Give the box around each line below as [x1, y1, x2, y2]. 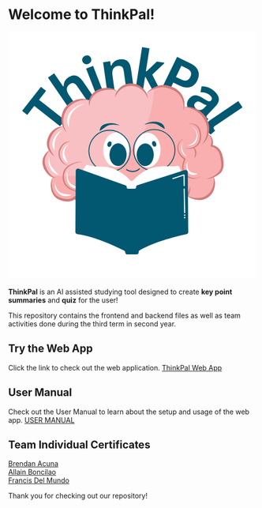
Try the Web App [8, 342, 93, 356]
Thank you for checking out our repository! [8, 491, 148, 501]
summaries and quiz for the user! [8, 295, 118, 305]
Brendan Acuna [8, 459, 59, 468]
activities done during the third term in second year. [8, 318, 176, 329]
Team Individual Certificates [8, 438, 151, 451]
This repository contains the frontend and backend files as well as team [8, 310, 241, 320]
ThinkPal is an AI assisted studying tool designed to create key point [8, 287, 233, 296]
